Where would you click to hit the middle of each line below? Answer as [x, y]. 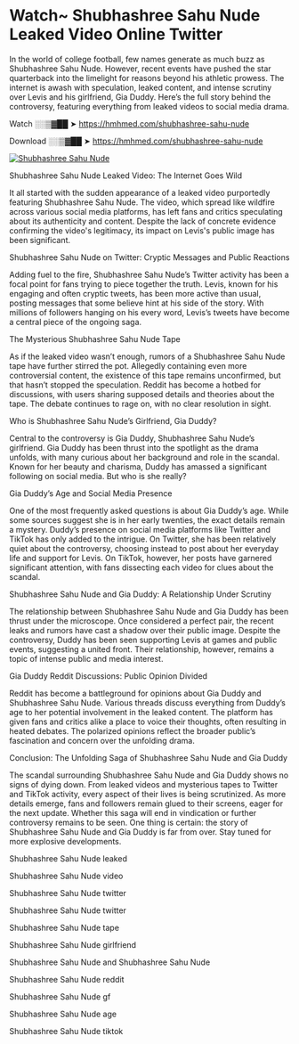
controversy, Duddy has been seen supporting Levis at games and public [143, 640]
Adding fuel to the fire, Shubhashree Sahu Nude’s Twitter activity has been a [149, 274]
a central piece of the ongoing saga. [76, 322]
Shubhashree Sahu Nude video [66, 876]
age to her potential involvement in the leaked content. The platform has [141, 712]
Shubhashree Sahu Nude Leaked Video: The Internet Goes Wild [126, 175]
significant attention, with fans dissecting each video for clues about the [141, 567]
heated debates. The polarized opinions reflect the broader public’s [133, 730]
